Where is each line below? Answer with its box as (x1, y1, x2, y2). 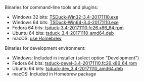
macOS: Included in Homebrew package (12, 71, 97, 77)
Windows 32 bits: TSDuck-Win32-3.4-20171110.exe (12, 14, 119, 20)
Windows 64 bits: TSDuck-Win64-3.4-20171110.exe (12, 20, 119, 25)
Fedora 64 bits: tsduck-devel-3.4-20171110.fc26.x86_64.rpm (12, 60, 137, 66)
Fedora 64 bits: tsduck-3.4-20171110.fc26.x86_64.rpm (12, 25, 124, 31)
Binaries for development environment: (5, 45, 86, 51)
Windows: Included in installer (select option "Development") (12, 55, 139, 61)
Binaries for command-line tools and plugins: (5, 5, 99, 10)
